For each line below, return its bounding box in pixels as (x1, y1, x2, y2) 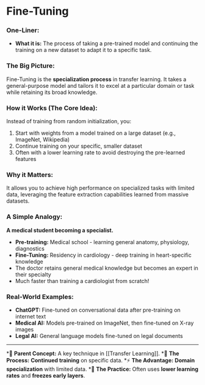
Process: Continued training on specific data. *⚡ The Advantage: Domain (6, 356, 195, 364)
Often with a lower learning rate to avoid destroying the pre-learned (15, 149, 185, 156)
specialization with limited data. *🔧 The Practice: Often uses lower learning (6, 365, 199, 373)
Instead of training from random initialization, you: (6, 118, 132, 125)
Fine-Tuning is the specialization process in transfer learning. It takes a (6, 75, 187, 83)
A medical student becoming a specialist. (6, 226, 114, 234)
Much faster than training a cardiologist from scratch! (15, 277, 149, 284)
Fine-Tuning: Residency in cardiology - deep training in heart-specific (15, 251, 192, 259)
